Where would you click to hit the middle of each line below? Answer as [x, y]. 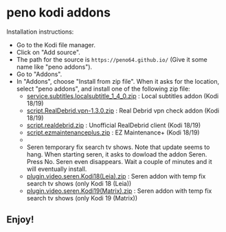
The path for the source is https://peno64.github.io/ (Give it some [112, 59]
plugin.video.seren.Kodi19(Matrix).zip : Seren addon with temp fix [119, 191]
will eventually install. [57, 169]
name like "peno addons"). [54, 67]
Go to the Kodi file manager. [56, 45]
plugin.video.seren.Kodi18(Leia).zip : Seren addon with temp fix [116, 176]
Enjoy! [20, 220]
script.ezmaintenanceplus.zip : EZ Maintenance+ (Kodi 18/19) [113, 132]
